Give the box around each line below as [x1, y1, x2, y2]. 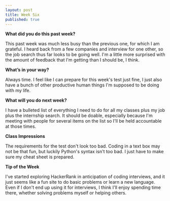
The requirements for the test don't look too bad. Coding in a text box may [5, 143, 160, 149]
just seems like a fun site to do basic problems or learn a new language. [5, 179, 155, 185]
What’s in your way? [5, 67, 49, 73]
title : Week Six [5, 12, 40, 17]
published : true [5, 17, 40, 22]
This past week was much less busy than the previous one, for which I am [5, 41, 160, 47]
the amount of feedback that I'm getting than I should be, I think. [5, 57, 140, 63]
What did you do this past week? [5, 31, 76, 37]
